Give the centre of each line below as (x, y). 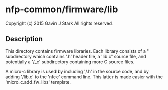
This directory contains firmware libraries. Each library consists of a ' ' (77, 51)
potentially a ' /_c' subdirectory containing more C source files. (70, 62)
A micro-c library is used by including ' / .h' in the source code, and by (77, 71)
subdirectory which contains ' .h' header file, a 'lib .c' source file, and (76, 56)
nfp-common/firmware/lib (62, 9)
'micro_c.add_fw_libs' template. (38, 82)
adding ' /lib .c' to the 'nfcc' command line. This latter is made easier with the (84, 77)
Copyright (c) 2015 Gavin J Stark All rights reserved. (59, 23)
